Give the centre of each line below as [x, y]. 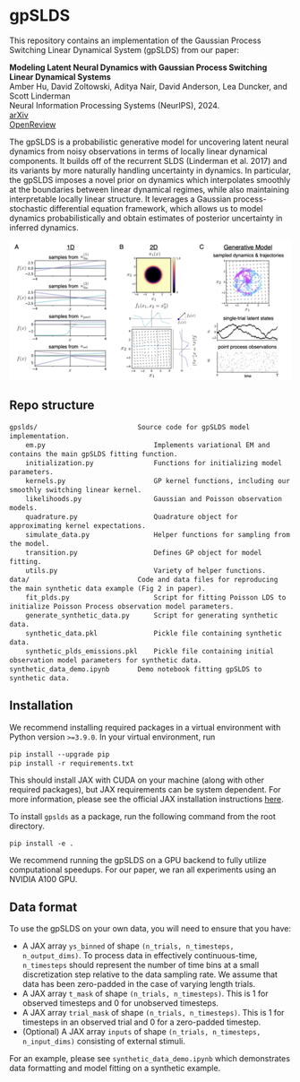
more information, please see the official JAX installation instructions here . [146, 799]
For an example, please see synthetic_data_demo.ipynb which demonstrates [150, 1059]
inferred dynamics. [44, 227]
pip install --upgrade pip [60, 754]
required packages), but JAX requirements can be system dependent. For [145, 789]
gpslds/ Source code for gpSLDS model [130, 427]
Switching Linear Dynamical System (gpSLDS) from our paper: [124, 49]
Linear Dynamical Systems [60, 76]
